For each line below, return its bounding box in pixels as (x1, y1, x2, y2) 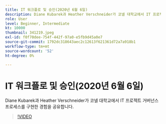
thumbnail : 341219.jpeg (5, 30, 54, 35)
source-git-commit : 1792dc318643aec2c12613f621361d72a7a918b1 (5, 40, 136, 44)
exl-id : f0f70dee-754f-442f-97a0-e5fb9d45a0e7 (5, 35, 103, 40)
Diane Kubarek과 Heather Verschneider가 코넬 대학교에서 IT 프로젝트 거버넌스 (5, 97, 159, 104)
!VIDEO (17, 114, 32, 120)
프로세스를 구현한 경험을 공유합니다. (5, 104, 74, 110)
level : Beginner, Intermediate (5, 21, 70, 26)
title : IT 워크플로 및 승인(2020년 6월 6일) (5, 7, 88, 12)
